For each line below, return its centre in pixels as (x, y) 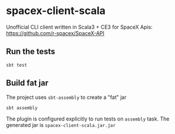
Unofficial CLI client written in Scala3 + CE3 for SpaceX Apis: (79, 27)
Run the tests (31, 52)
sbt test (17, 65)
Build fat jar (27, 83)
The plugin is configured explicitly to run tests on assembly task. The (88, 119)
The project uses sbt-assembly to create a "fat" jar (66, 97)
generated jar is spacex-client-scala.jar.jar (61, 125)
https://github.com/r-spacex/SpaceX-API (55, 33)
